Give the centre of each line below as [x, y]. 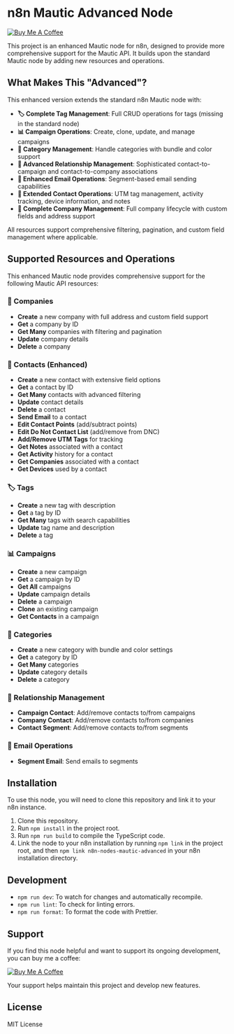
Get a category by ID [47, 657]
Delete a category [43, 680]
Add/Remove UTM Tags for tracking [70, 440]
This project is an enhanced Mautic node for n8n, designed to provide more [116, 46]
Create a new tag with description [66, 505]
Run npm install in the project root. [68, 828]
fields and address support [56, 216]
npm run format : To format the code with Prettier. [88, 912]
